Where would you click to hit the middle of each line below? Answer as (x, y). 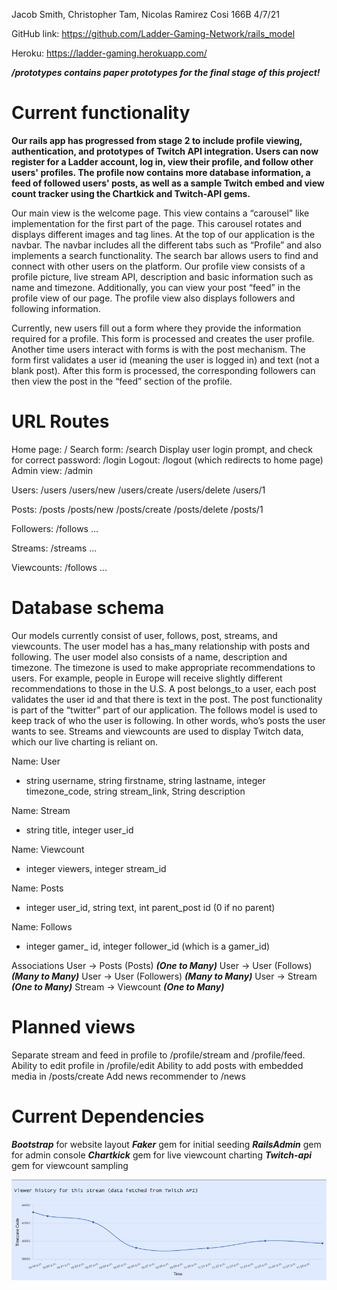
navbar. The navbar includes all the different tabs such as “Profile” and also (166, 245)
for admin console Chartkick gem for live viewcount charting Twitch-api (162, 1155)
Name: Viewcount (48, 849)
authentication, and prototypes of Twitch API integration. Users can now (165, 151)
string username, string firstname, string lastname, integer (145, 780)
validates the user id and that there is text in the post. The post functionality (167, 699)
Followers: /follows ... (55, 528)
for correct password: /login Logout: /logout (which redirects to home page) (167, 460)
